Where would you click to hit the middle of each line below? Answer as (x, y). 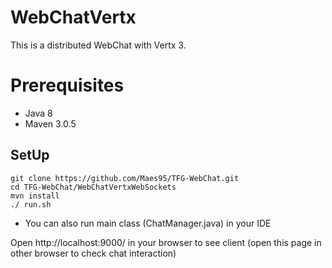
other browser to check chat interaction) (93, 253)
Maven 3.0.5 (50, 123)
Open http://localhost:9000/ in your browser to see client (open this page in (166, 242)
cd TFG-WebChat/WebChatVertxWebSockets (93, 187)
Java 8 (38, 113)
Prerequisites (67, 85)
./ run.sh (31, 204)
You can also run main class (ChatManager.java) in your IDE (148, 223)
